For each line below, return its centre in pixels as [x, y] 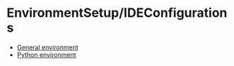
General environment [47, 47]
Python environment [46, 55]
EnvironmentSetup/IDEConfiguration [117, 13]
